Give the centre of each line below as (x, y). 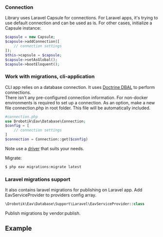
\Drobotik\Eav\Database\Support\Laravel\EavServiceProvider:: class (75, 204)
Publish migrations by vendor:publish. (43, 213)
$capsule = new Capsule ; (30, 37)
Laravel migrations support (38, 179)
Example (18, 229)
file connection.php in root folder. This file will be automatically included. (78, 108)
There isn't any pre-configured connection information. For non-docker (77, 97)
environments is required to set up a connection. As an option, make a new (80, 102)
